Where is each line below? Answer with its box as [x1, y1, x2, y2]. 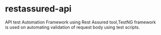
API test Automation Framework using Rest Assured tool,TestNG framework [5, 19, 156, 25]
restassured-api [5, 3, 72, 14]
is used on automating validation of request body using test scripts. [5, 24, 140, 30]
